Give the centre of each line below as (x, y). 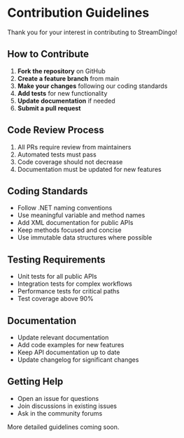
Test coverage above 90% (56, 299)
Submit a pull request (49, 108)
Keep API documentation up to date (69, 352)
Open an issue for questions (58, 398)
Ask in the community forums (60, 413)
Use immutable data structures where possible (85, 238)
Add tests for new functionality (62, 93)
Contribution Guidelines (78, 13)
